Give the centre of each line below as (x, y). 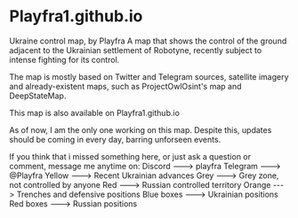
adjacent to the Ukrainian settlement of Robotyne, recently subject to (136, 50)
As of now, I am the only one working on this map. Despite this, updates (141, 129)
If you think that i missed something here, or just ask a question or (130, 156)
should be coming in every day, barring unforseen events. (115, 139)
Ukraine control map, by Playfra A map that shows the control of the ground (148, 41)
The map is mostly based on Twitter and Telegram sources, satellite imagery (149, 76)
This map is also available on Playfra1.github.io (95, 113)
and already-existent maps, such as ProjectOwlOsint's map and (125, 86)
